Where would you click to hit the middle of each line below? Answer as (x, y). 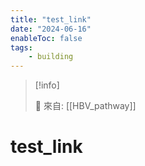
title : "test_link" (51, 19)
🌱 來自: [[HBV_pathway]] (85, 106)
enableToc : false (46, 38)
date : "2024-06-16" (51, 29)
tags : (21, 47)
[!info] (47, 85)
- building (51, 57)
